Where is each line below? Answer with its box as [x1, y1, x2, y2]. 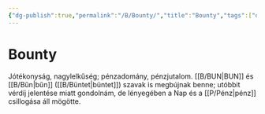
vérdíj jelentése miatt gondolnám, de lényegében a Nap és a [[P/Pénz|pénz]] [8, 88, 256, 97]
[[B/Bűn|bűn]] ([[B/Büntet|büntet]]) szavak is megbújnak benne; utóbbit [8, 79, 241, 89]
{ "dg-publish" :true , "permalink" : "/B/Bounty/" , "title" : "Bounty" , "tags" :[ [8, 11, 252, 20]
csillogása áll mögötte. [8, 96, 81, 106]
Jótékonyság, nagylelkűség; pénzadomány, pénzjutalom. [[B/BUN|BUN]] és [8, 72, 254, 81]
